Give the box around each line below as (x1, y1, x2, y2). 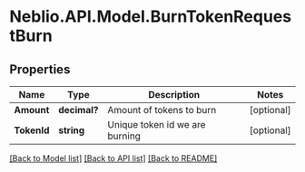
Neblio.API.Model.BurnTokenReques (9, 6, 292, 27)
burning (107, 129, 141, 142)
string (58, 124, 85, 137)
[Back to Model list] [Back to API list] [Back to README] (9, 153, 218, 164)
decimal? (58, 104, 99, 116)
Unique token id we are (107, 119, 206, 130)
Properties (9, 62, 71, 77)
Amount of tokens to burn (107, 104, 217, 116)
